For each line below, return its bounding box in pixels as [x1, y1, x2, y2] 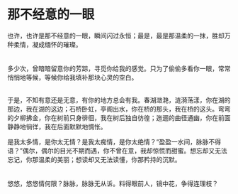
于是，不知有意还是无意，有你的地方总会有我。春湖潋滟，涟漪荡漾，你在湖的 [7, 95, 231, 104]
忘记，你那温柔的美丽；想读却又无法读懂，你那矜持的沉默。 [7, 155, 181, 163]
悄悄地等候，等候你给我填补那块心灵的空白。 [7, 72, 135, 82]
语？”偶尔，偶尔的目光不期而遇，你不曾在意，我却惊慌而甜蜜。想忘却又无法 [7, 146, 228, 155]
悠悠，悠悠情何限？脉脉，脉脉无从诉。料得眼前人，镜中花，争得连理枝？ [7, 179, 218, 188]
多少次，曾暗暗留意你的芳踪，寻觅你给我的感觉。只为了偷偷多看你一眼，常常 [7, 64, 231, 72]
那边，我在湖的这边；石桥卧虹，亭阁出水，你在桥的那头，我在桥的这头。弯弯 [7, 104, 231, 113]
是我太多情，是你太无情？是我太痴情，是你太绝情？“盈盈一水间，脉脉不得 [7, 137, 222, 146]
